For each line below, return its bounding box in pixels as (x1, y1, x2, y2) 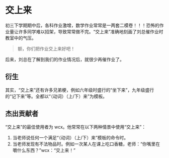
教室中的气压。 (5, 35, 36, 41)
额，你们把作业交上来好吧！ (17, 45, 75, 51)
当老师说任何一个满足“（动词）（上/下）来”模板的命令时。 (12, 134, 129, 140)
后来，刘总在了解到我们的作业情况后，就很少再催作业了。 (5, 56, 124, 62)
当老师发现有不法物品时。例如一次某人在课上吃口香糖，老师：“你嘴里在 (12, 141, 160, 147)
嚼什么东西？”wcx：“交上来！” (12, 147, 75, 153)
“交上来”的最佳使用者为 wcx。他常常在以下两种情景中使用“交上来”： (5, 124, 146, 130)
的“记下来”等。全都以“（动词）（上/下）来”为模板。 (5, 93, 107, 99)
